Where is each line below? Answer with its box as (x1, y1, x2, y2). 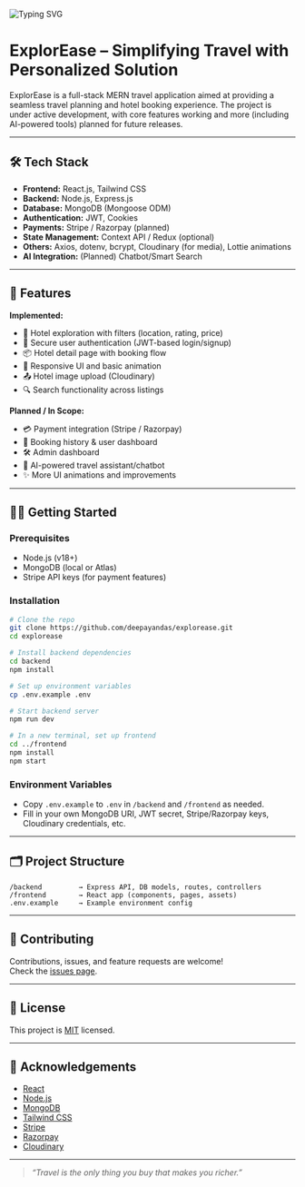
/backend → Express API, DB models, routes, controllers (9, 882, 261, 892)
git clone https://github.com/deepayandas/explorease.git (9, 623, 233, 633)
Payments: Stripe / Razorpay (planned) (22, 222, 171, 232)
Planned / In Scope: (9, 405, 84, 416)
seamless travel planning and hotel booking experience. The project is (9, 99, 272, 110)
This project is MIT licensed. (9, 1024, 115, 1035)
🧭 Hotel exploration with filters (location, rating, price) (22, 327, 224, 338)
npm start (9, 757, 47, 766)
